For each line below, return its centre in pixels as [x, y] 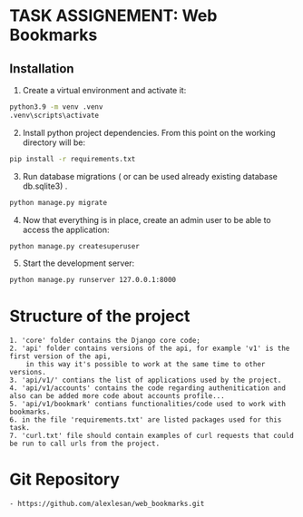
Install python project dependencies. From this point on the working [149, 132]
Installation [42, 68]
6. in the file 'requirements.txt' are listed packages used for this [146, 420]
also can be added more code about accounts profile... [117, 396]
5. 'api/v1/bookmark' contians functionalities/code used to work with [147, 405]
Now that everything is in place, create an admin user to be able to [147, 219]
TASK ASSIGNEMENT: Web [113, 16]
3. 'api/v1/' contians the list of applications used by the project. [146, 380]
